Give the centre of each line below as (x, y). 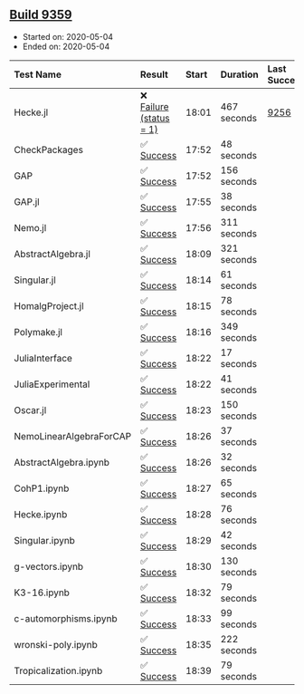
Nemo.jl (30, 227)
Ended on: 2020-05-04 (66, 46)
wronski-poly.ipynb (56, 644)
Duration (240, 74)
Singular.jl (35, 280)
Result (154, 74)
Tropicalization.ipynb (58, 670)
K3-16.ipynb (42, 593)
